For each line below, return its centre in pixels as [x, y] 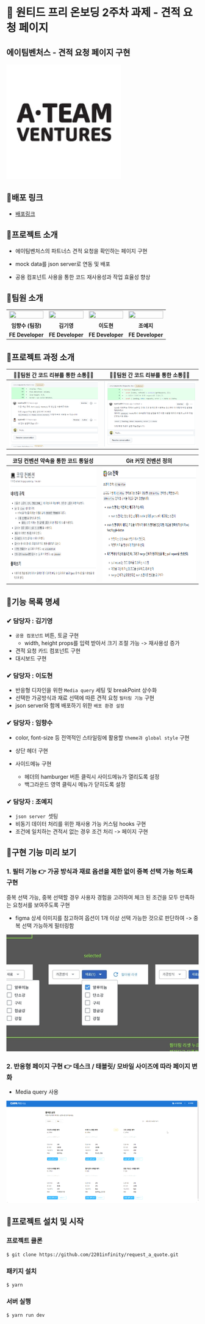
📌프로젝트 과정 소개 [41, 357]
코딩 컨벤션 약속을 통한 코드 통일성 [53, 461]
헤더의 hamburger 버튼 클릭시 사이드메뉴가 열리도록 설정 [92, 776]
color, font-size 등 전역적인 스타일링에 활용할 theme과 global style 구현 [102, 737]
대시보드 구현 [31, 659]
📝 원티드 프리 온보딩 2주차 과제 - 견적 [94, 13]
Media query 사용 [37, 1092]
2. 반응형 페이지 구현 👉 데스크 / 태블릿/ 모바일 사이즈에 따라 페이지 [98, 1066]
